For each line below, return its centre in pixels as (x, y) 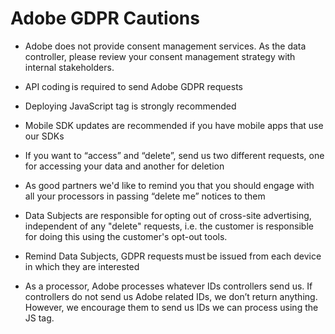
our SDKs (44, 136)
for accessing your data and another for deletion (124, 166)
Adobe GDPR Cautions (105, 18)
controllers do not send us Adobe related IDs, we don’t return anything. (171, 296)
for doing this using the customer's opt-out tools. (126, 236)
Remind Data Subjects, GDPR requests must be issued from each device (173, 256)
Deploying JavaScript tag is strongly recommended (130, 106)
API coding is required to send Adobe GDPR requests (133, 86)
